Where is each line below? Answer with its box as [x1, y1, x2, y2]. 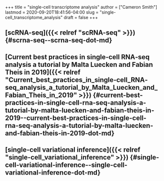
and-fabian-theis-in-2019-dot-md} [5, 129, 115, 137]
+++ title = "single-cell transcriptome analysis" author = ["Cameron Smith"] [5, 4, 158, 10]
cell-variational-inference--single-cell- [5, 161, 128, 169]
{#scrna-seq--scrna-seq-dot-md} [5, 36, 113, 44]
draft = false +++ [63, 15, 98, 20]
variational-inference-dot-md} [5, 168, 101, 177]
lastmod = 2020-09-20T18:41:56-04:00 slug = [5, 9, 99, 15]
